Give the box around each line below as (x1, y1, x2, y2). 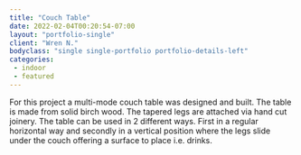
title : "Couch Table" (9, 13, 91, 23)
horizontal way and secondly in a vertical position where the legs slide (9, 125, 271, 136)
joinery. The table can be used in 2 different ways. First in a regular (9, 115, 259, 126)
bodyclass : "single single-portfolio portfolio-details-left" (9, 47, 249, 56)
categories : (9, 55, 54, 64)
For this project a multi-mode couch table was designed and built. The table (9, 96, 292, 107)
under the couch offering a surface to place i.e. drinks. (9, 134, 212, 145)
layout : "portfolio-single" (9, 30, 116, 39)
